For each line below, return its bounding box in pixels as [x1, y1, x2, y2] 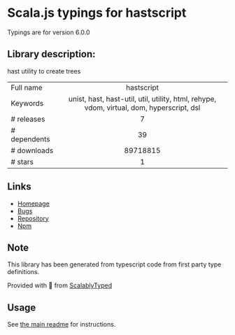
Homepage [17, 199, 50, 208]
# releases [10, 114, 45, 124]
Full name [10, 83, 43, 92]
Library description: [7, 48, 96, 60]
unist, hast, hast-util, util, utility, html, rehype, [69, 94, 217, 104]
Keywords [10, 98, 44, 108]
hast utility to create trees [7, 66, 81, 75]
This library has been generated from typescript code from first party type [7, 260, 222, 269]
